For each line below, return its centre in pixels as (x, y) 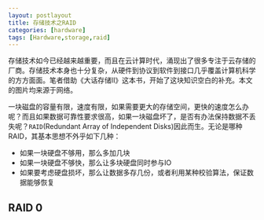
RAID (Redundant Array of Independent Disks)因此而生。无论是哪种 (136, 126)
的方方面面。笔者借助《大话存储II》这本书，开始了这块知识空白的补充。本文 (130, 80)
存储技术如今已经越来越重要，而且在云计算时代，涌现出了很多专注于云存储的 (132, 60)
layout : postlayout (40, 15)
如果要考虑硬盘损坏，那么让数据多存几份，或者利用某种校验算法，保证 (133, 173)
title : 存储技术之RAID (42, 23)
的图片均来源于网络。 (42, 90)
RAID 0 (26, 208)
